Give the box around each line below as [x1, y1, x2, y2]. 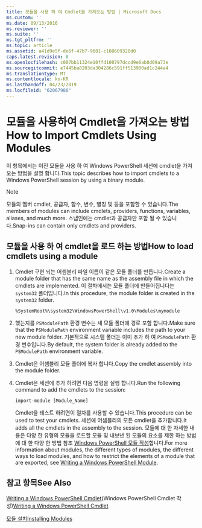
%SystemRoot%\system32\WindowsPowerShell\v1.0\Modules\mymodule [14, 308, 180, 314]
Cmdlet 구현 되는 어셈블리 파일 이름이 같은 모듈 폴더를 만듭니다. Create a [14, 268, 186, 275]
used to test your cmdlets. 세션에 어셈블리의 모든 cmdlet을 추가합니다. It [14, 416, 187, 424]
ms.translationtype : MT [6, 71, 66, 77]
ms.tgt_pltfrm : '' [6, 37, 52, 43]
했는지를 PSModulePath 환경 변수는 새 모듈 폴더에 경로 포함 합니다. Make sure [14, 319, 196, 326]
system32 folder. [14, 296, 54, 304]
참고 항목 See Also [6, 478, 72, 488]
